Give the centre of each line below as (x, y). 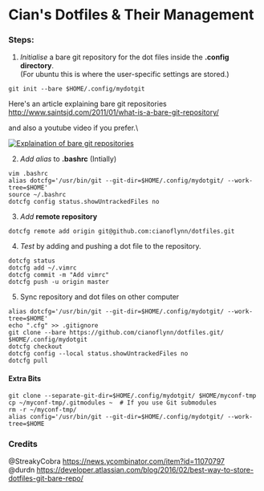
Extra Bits (25, 379)
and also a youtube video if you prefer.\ (73, 128)
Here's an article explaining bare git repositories (87, 104)
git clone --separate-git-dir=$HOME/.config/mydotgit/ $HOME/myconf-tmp (132, 396)
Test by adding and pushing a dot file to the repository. (111, 246)
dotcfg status (32, 261)
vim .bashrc (28, 174)
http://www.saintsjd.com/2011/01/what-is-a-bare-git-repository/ (114, 112)
